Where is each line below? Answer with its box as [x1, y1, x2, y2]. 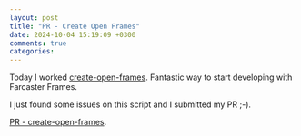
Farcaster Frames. [9, 82, 77, 92]
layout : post [9, 13, 59, 23]
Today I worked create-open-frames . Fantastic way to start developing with [9, 72, 293, 83]
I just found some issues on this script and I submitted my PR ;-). [9, 99, 252, 110]
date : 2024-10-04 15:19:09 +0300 [9, 30, 136, 39]
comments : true [9, 38, 67, 48]
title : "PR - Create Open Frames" [9, 22, 141, 31]
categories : [9, 47, 55, 56]
